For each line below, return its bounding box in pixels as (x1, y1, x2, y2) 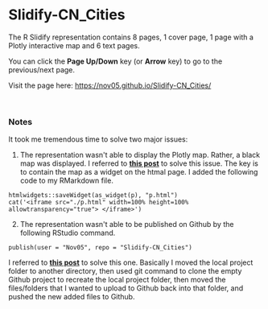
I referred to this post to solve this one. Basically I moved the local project (8, 257, 254, 267)
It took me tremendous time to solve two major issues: (8, 134, 188, 144)
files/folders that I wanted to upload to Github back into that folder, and (8, 283, 244, 293)
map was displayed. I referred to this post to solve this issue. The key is (19, 159, 259, 168)
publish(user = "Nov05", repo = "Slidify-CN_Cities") (8, 244, 193, 252)
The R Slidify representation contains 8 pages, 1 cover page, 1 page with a (8, 32, 254, 42)
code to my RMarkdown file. (19, 175, 114, 186)
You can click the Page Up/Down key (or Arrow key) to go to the (8, 56, 223, 66)
